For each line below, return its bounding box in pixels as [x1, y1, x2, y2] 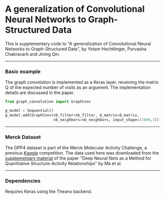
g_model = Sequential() [5, 108, 54, 113]
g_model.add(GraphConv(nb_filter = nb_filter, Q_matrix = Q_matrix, [5, 112, 139, 118]
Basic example [5, 68, 41, 75]
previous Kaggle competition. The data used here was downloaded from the [5, 150, 159, 156]
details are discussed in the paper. [5, 90, 75, 96]
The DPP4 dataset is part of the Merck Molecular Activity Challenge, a [5, 145, 147, 151]
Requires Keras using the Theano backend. [5, 189, 92, 195]
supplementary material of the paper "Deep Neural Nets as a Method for [5, 155, 151, 161]
